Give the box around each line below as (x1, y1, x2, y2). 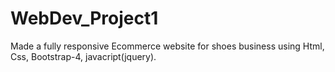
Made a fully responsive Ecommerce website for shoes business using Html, (10, 40, 325, 52)
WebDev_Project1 (10, 7, 159, 30)
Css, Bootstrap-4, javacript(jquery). (10, 50, 157, 62)
